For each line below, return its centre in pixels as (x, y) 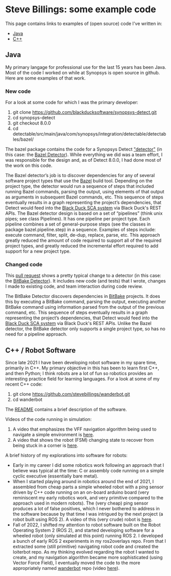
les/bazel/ (23, 139)
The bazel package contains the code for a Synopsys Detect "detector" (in (84, 149)
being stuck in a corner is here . (45, 445)
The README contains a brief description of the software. (66, 410)
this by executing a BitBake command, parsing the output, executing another (86, 302)
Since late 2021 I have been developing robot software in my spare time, (81, 363)
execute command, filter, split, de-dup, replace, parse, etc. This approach (83, 235)
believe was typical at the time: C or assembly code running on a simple (88, 471)
